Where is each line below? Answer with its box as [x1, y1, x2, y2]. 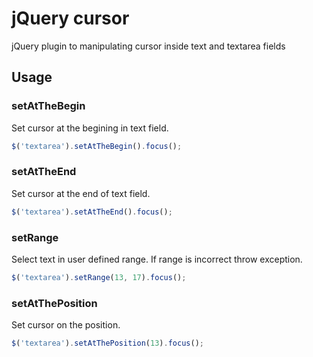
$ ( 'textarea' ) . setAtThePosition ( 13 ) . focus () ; [11, 338, 204, 349]
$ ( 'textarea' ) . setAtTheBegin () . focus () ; [11, 141, 183, 151]
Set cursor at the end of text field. [11, 187, 151, 199]
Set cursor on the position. [11, 319, 121, 331]
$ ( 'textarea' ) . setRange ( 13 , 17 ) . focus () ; [11, 272, 187, 282]
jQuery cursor [11, 7, 130, 30]
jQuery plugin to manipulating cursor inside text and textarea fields [11, 40, 286, 52]
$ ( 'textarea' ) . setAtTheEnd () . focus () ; [11, 207, 173, 217]
